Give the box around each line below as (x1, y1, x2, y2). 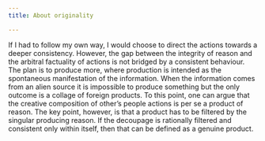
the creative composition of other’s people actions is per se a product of (8, 98, 244, 108)
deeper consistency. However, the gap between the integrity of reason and (8, 48, 253, 58)
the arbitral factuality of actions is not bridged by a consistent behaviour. (8, 57, 245, 66)
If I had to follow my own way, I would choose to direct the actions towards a (8, 40, 258, 50)
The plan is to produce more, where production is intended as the (8, 65, 221, 75)
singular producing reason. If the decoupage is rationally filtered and (8, 115, 232, 124)
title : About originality (8, 11, 93, 20)
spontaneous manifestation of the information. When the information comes (8, 73, 256, 83)
